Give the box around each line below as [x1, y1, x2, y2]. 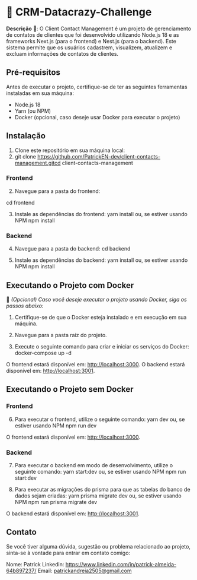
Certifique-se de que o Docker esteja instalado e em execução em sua [14, 313, 187, 321]
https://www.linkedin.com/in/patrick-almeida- [65, 560, 176, 568]
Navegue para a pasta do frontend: [14, 187, 101, 195]
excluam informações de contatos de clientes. [6, 50, 119, 57]
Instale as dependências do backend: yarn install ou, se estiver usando [14, 256, 188, 264]
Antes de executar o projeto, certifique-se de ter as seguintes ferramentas [6, 83, 188, 90]
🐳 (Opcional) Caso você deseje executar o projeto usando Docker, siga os [6, 296, 188, 303]
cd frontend [6, 199, 35, 206]
